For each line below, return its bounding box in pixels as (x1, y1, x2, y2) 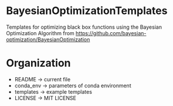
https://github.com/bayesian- (75, 29, 147, 36)
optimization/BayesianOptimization (6, 36, 90, 43)
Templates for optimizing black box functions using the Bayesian (6, 23, 162, 30)
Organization (6, 57, 71, 70)
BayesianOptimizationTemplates (6, 4, 168, 18)
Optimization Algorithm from (6, 29, 74, 36)
